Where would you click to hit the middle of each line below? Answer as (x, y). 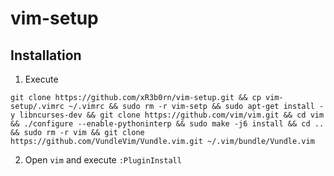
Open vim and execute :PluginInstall (103, 160)
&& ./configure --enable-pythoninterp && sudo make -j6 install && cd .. (167, 124)
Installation (46, 55)
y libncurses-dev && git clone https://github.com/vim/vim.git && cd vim (167, 115)
